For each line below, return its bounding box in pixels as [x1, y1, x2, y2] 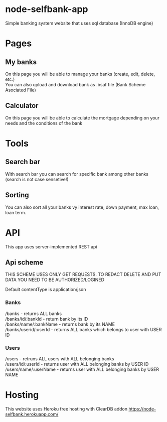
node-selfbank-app [5, 4, 89, 15]
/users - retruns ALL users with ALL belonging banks [5, 355, 114, 362]
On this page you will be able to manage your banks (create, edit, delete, [5, 71, 155, 77]
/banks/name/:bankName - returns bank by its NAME [5, 321, 115, 327]
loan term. [5, 209, 27, 215]
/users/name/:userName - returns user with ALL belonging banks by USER [5, 366, 159, 372]
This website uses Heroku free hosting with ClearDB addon [5, 405, 128, 412]
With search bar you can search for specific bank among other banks [5, 171, 149, 177]
